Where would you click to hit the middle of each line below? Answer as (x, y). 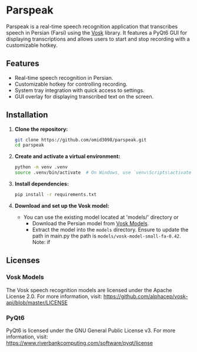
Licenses (23, 261)
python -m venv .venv (41, 167)
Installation (27, 115)
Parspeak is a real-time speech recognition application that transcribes (92, 26)
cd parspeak (29, 145)
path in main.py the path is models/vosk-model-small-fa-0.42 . (106, 236)
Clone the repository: (41, 129)
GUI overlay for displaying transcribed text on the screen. (84, 96)
